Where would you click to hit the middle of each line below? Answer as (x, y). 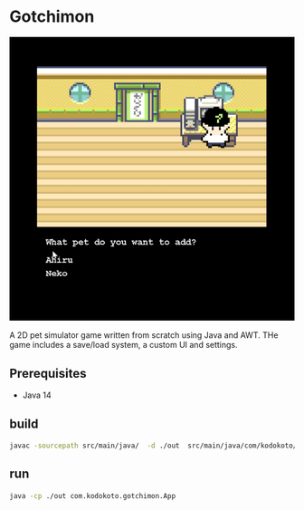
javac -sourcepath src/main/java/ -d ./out (95, 446)
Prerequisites (48, 373)
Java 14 (37, 395)
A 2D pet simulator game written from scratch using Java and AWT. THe (144, 335)
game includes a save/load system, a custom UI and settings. (123, 345)
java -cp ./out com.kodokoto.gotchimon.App (93, 496)
